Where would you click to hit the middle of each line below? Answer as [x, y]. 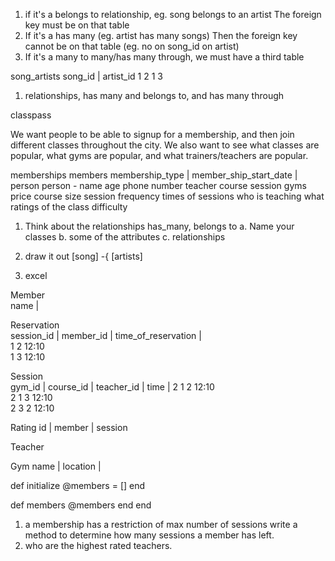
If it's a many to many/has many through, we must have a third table [164, 57]
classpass [31, 115]
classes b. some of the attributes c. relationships [125, 237]
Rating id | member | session [69, 427]
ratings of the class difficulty [69, 207]
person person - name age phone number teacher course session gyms [158, 185]
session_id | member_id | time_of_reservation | [106, 335]
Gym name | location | [56, 466]
